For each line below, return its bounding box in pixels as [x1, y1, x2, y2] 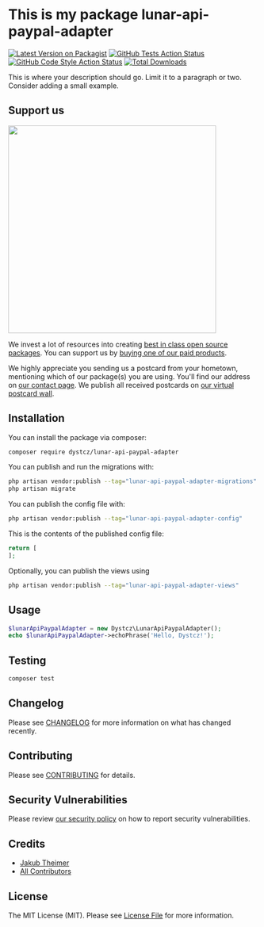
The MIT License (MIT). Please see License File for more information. [8, 910, 234, 920]
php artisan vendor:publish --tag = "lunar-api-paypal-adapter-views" [8, 581, 239, 589]
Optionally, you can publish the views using [8, 565, 150, 576]
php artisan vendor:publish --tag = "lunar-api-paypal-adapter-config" [8, 515, 243, 523]
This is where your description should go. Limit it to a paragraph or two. [8, 72, 242, 82]
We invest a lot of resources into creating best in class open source [8, 339, 228, 349]
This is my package [8, 6, 139, 24]
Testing [8, 653, 47, 667]
